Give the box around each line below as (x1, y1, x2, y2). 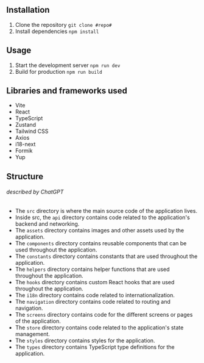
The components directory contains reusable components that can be (15, 240, 187, 247)
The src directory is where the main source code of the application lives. (15, 207, 198, 215)
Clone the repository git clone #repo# (15, 21, 112, 28)
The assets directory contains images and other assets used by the (15, 227, 185, 234)
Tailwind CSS (15, 128, 49, 135)
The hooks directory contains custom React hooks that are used (15, 279, 175, 286)
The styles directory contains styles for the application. (15, 337, 155, 344)
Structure (6, 171, 44, 182)
